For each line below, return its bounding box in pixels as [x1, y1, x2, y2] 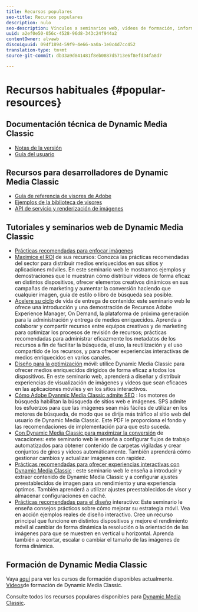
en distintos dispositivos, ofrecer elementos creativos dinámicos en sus [14, 279, 189, 286]
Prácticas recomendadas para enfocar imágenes [14, 247, 134, 254]
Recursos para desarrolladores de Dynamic [6, 168, 169, 178]
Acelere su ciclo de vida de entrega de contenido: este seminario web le [14, 297, 190, 305]
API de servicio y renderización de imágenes [14, 205, 124, 212]
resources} [6, 96, 62, 109]
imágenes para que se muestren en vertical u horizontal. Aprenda [14, 530, 174, 537]
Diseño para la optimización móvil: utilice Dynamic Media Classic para [14, 360, 185, 367]
